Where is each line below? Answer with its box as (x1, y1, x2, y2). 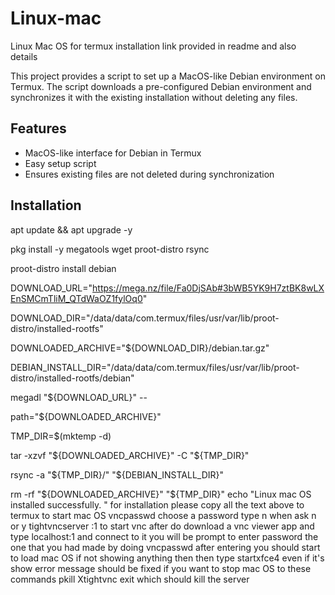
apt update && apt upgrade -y (10, 223, 133, 236)
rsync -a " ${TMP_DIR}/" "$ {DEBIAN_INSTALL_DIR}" (10, 468, 225, 481)
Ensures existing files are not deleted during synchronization (24, 168, 275, 180)
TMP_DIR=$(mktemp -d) (10, 430, 112, 442)
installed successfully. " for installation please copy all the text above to (10, 498, 305, 511)
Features (10, 120, 67, 137)
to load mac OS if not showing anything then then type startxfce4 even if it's (10, 552, 325, 564)
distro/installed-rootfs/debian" (10, 372, 135, 384)
